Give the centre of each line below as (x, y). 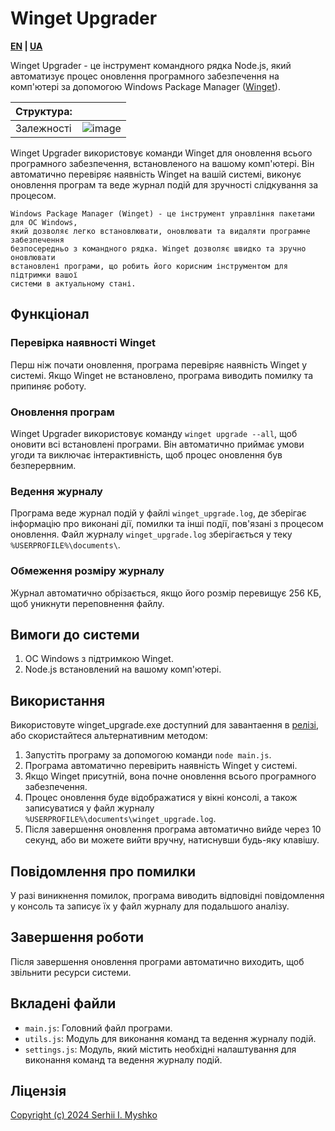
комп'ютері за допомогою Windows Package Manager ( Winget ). (145, 86)
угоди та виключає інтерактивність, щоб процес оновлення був (146, 454)
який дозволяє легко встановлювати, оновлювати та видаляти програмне (160, 231)
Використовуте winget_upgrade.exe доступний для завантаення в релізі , (165, 725)
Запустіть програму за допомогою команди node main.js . (148, 755)
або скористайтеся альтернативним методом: (109, 736)
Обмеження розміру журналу (87, 571)
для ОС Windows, (44, 222)
